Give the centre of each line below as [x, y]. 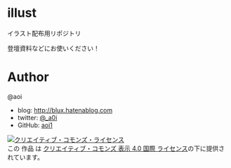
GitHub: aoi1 [35, 125]
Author [28, 77]
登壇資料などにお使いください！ [53, 48]
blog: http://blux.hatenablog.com [65, 110]
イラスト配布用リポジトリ [44, 33]
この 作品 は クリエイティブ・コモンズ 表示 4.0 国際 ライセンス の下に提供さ [116, 148]
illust [22, 13]
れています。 [26, 157]
